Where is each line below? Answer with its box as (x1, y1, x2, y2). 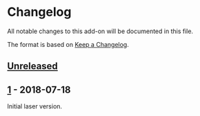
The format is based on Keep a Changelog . (7, 40, 129, 48)
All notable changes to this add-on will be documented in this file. (7, 27, 194, 35)
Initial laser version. (7, 102, 63, 110)
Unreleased (7, 60, 59, 72)
